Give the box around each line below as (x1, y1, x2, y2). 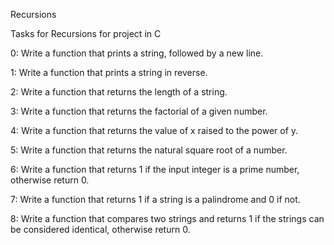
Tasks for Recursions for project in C (10, 28, 162, 39)
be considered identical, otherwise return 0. (10, 224, 191, 235)
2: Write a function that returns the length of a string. (10, 86, 228, 98)
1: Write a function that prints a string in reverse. (10, 67, 208, 78)
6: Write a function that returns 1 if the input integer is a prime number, (10, 164, 300, 175)
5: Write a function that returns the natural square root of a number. (10, 144, 288, 156)
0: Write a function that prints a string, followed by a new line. (10, 47, 264, 59)
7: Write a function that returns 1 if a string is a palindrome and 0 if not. (10, 194, 301, 205)
